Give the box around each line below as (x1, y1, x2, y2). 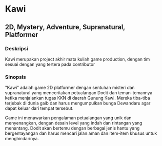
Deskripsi (5, 45, 28, 52)
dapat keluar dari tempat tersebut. (5, 105, 74, 111)
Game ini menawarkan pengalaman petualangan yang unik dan (5, 115, 132, 121)
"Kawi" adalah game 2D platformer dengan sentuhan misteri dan (5, 84, 135, 91)
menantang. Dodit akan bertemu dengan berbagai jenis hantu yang (5, 125, 140, 131)
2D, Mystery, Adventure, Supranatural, (5, 23, 125, 31)
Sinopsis (5, 73, 26, 80)
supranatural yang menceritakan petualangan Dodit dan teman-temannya (5, 90, 153, 96)
